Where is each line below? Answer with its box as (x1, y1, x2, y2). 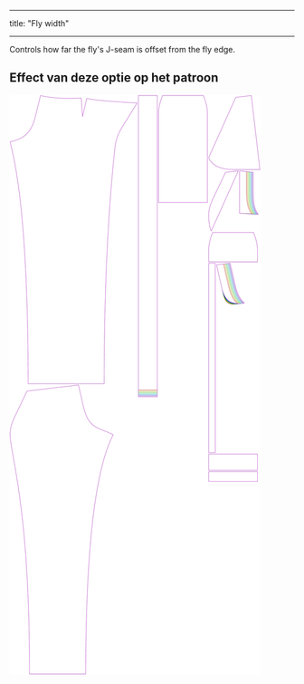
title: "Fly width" (9, 18, 70, 28)
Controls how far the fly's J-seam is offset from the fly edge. (9, 44, 236, 54)
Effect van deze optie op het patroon (9, 70, 219, 86)
